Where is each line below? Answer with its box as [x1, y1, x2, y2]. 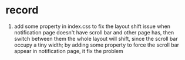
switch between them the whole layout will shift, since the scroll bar [14, 35, 178, 42]
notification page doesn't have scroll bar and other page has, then [14, 29, 174, 36]
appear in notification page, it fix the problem [14, 47, 124, 54]
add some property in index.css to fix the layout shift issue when [14, 23, 171, 30]
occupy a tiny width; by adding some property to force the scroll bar [14, 41, 180, 48]
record [5, 3, 39, 17]
